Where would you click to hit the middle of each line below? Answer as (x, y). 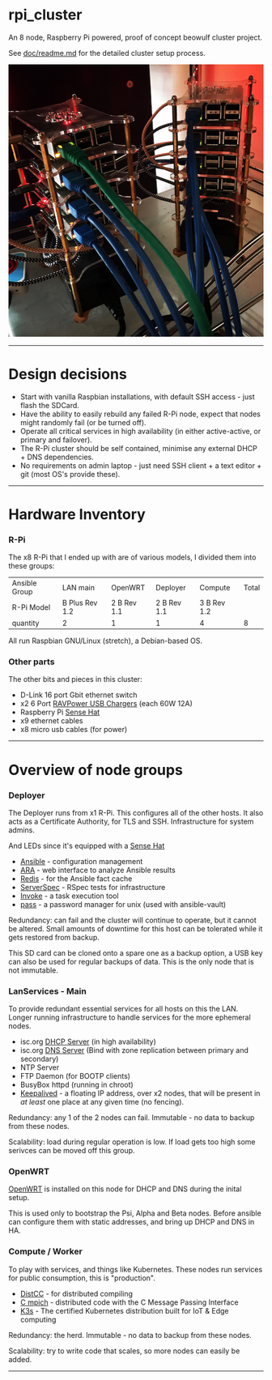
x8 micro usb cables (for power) (74, 730)
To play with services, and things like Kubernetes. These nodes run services (136, 1269)
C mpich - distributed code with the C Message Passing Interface (129, 1302)
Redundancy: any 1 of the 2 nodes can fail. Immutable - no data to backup (132, 1118)
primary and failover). (56, 440)
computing (38, 1319)
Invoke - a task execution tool (69, 896)
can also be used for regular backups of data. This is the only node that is (131, 961)
